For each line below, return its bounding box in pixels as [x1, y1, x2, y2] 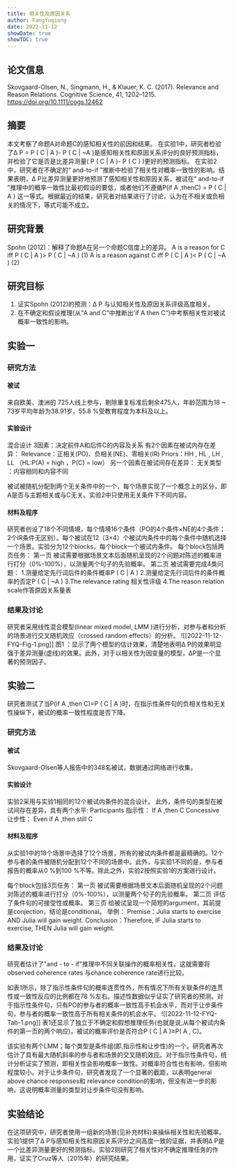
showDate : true [7, 29, 52, 37]
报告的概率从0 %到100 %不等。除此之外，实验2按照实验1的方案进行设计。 [7, 866, 220, 874]
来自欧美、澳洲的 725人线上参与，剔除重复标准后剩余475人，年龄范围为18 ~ [7, 398, 226, 406]
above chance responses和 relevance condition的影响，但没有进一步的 [7, 1077, 211, 1085]
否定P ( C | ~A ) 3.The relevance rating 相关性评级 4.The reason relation [19, 577, 225, 586]
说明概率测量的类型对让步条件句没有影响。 [25, 1086, 148, 1094]
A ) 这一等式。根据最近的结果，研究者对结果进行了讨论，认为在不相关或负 [7, 191, 219, 200]
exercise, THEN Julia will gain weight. [7, 924, 115, 932]
